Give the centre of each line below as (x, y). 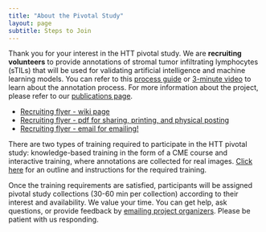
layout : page (30, 23)
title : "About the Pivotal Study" (66, 16)
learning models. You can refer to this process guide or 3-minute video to (130, 79)
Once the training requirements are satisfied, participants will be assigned (131, 185)
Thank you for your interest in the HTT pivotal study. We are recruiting (125, 54)
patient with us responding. (53, 220)
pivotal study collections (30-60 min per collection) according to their (123, 194)
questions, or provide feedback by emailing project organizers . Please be (129, 211)
